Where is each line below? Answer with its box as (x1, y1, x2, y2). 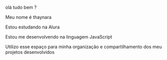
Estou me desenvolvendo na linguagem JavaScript (5, 34, 112, 40)
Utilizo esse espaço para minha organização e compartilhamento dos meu (5, 44, 162, 50)
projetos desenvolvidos (5, 49, 55, 55)
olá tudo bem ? (5, 5, 37, 10)
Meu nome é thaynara (5, 14, 52, 20)
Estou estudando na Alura (5, 24, 60, 30)
